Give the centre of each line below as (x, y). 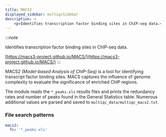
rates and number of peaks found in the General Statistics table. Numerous (82, 97)
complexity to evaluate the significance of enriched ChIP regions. (72, 82)
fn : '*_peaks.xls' (29, 130)
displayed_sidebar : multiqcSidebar (42, 14)
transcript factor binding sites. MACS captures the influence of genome (78, 77)
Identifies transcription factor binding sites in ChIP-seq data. (66, 47)
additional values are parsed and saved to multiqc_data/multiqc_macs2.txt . (82, 102)
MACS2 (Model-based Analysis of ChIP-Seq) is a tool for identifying (74, 72)
